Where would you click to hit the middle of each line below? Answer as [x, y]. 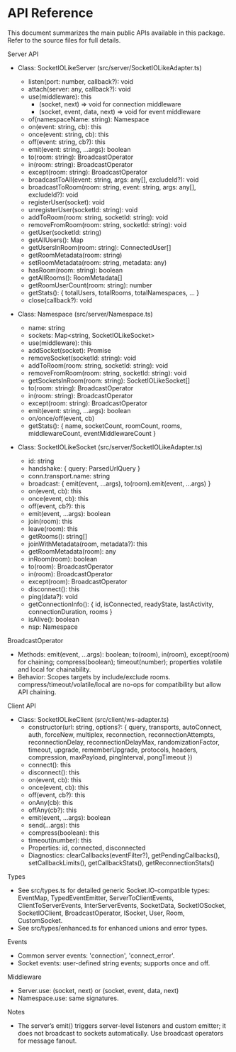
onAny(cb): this [50, 802]
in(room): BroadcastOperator [71, 574]
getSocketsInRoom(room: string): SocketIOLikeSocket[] [109, 380]
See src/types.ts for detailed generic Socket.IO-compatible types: [114, 890]
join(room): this [50, 521]
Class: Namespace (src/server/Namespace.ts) [85, 314]
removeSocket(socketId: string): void [82, 358]
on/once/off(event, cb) [61, 418]
